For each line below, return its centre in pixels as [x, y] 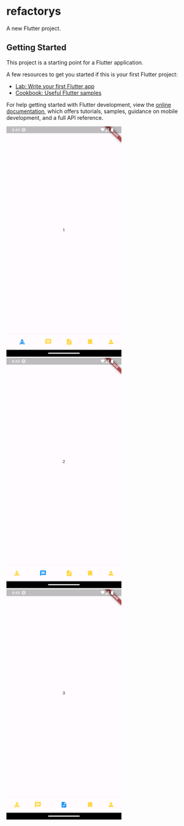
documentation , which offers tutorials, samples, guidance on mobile [92, 111]
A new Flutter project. [34, 28]
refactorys [34, 11]
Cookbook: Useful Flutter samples [58, 93]
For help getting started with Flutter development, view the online [89, 104]
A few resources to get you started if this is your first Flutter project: [92, 74]
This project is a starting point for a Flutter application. [75, 62]
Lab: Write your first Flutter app [55, 86]
